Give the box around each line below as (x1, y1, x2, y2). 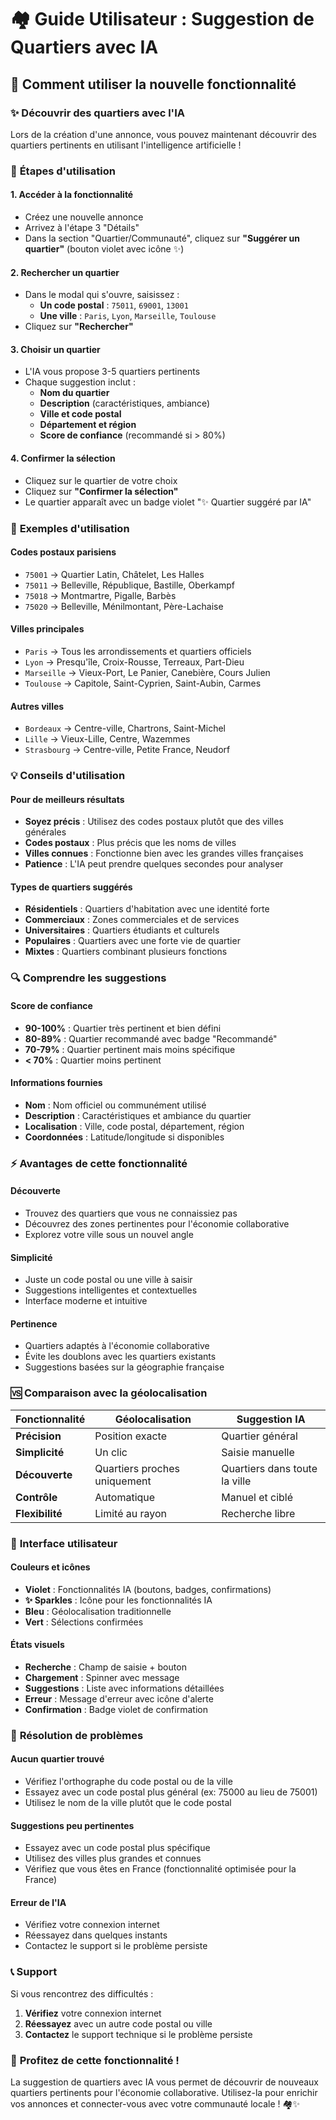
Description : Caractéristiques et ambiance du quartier (24, 1109, 252, 1121)
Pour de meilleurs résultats (10, 793, 125, 805)
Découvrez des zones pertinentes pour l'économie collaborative (24, 1217, 290, 1230)
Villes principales (10, 623, 85, 635)
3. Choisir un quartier (10, 343, 101, 355)
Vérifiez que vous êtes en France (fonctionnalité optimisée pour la (24, 1863, 297, 1875)
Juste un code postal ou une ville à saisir (24, 1274, 193, 1286)
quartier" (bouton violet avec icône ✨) (24, 243, 185, 255)
